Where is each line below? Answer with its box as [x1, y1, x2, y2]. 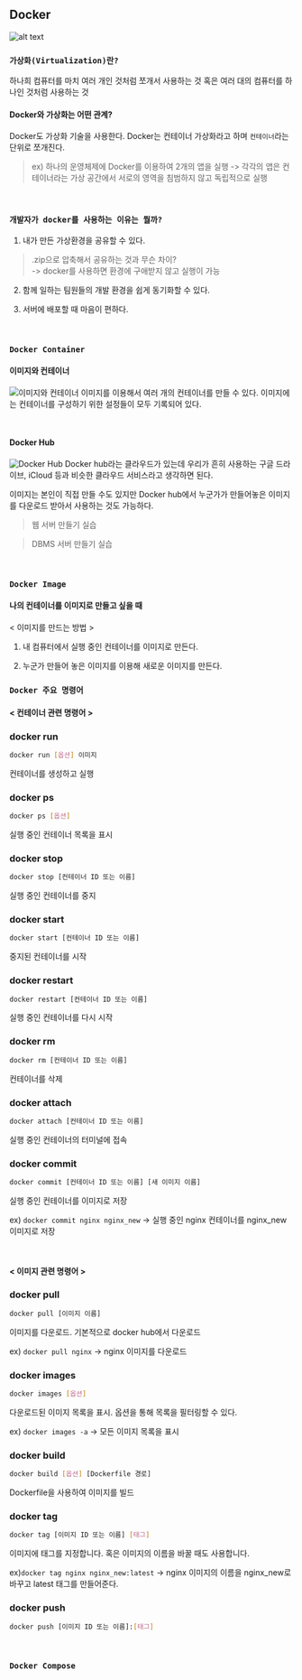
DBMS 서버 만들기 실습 [31, 538, 113, 549]
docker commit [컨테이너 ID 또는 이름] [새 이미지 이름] [9, 1178, 201, 1187]
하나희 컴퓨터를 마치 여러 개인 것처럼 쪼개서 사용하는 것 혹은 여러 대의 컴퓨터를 [9, 76, 284, 87]
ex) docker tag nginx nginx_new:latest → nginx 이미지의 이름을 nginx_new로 [9, 1567, 291, 1578]
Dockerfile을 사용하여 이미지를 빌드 [9, 1487, 135, 1498]
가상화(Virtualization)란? [9, 55, 119, 66]
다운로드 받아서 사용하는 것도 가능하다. [18, 500, 154, 511]
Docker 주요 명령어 [9, 685, 84, 695]
